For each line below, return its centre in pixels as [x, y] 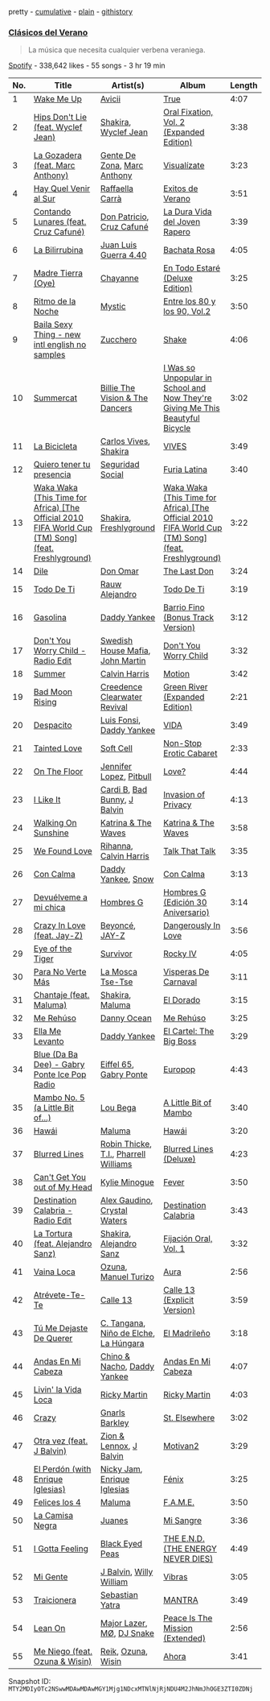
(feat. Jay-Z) [58, 936]
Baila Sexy [53, 325]
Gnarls [113, 1413]
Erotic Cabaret [190, 754]
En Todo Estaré [192, 268]
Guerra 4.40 [123, 255]
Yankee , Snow [127, 879]
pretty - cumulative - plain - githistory [71, 12]
